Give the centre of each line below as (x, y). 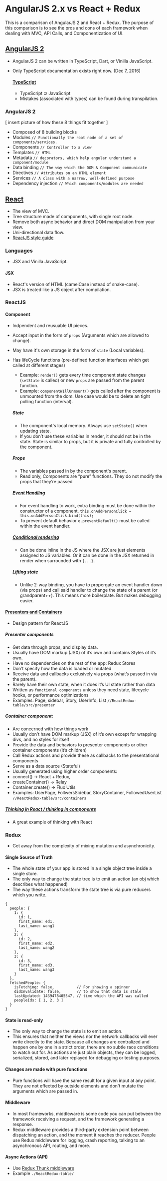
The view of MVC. (31, 211)
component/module (30, 163)
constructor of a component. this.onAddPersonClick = (76, 511)
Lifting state (25, 572)
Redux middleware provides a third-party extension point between (81, 1129)
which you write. (29, 895)
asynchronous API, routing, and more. (51, 1145)
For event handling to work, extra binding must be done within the (87, 505)
